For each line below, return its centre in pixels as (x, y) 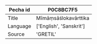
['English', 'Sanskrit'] (60, 26)
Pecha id (19, 10)
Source (16, 34)
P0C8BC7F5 (63, 10)
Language (19, 26)
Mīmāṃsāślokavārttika (62, 18)
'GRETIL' (46, 34)
